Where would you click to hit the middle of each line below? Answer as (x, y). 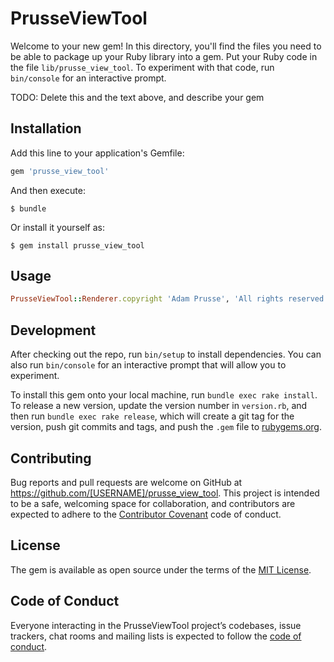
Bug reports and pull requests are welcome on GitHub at (126, 482)
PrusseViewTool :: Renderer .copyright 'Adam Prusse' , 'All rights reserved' (169, 299)
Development (53, 330)
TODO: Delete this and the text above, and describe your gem (137, 97)
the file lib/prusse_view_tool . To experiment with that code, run (142, 67)
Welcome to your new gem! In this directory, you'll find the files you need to (166, 46)
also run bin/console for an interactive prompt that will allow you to (148, 365)
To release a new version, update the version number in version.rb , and (159, 406)
